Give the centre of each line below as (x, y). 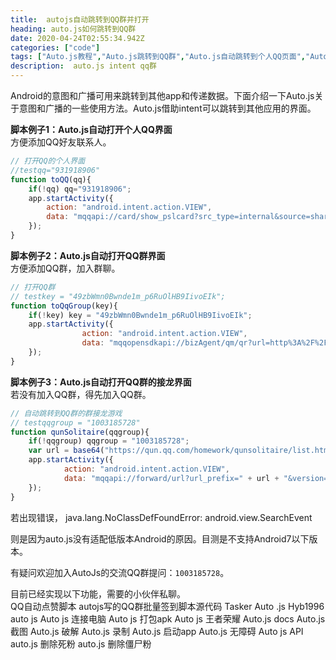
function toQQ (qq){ (51, 179)
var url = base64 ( (66, 451)
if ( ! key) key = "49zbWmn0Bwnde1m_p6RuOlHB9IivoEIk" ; (140, 315)
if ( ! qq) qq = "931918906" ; (80, 189)
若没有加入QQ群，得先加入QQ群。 (81, 394)
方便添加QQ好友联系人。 (61, 142)
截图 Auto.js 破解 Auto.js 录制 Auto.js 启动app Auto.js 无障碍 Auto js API (157, 631)
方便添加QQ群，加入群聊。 (65, 268)
